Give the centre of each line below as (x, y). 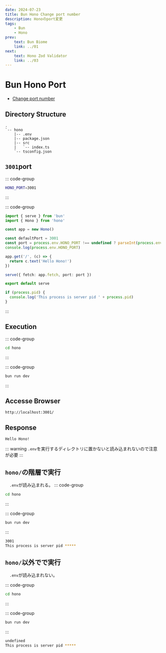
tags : (11, 24)
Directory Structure (36, 114)
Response (21, 427)
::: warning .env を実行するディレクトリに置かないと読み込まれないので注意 (81, 449)
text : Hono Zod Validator (41, 56)
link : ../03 (26, 60)
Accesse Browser (33, 401)
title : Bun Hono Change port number (43, 14)
